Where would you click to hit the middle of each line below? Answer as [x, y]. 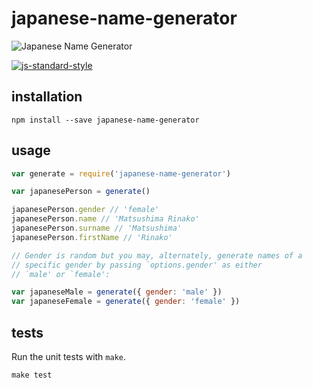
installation [47, 97]
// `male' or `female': [61, 274]
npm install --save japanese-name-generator [105, 120]
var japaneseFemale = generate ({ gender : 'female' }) [126, 302]
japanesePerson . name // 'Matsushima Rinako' [105, 219]
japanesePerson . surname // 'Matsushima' [97, 228]
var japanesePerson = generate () [81, 192]
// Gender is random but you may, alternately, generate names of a [157, 255]
